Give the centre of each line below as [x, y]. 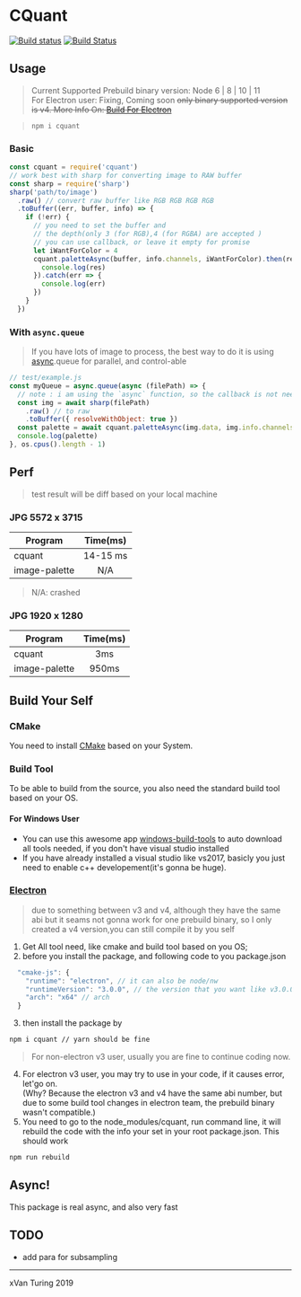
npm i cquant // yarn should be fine [80, 1040]
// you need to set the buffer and [99, 225]
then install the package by [72, 1023]
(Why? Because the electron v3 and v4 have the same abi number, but [152, 1093]
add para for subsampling [70, 1257]
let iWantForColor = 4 [75, 251]
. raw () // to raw [58, 411]
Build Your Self [52, 700]
